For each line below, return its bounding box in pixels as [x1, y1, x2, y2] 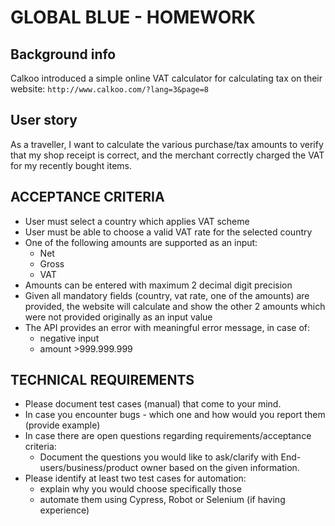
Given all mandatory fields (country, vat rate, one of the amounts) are [24, 289, 310, 301]
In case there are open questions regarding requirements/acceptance [24, 430, 312, 442]
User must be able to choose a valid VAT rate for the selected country [24, 226, 313, 238]
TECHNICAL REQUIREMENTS [10, 372, 195, 389]
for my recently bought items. [10, 159, 133, 171]
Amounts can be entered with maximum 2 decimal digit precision [24, 279, 293, 291]
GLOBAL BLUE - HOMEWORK [10, 6, 256, 29]
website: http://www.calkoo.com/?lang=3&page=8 [10, 83, 210, 95]
